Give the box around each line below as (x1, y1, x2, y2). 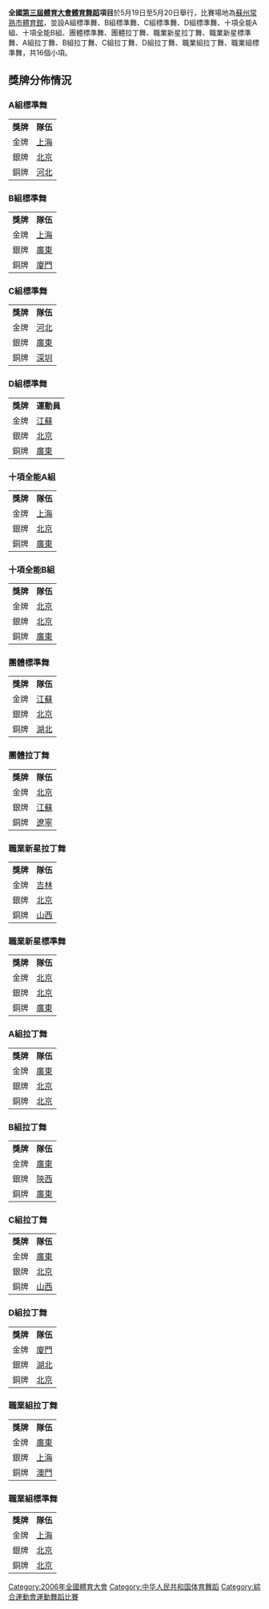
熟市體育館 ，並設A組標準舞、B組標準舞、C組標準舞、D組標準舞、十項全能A (8, 18, 258, 27)
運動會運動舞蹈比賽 (14, 1592, 78, 1602)
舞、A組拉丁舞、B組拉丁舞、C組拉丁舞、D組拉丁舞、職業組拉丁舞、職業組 (8, 38, 253, 47)
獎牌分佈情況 (8, 74, 72, 87)
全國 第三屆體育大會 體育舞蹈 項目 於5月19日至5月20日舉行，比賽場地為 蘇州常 (8, 8, 258, 17)
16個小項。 (35, 48, 72, 57)
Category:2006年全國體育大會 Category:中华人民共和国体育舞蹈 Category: (8, 1582, 254, 1591)
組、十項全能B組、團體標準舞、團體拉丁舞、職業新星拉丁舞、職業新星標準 (8, 28, 252, 37)
